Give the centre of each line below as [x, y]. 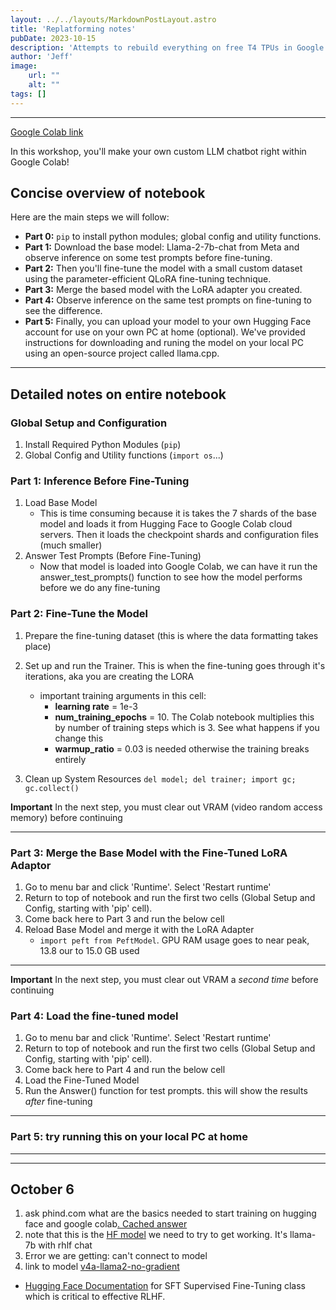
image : [24, 66]
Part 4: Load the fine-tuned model [94, 1016]
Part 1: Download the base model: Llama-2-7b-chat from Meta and [162, 247]
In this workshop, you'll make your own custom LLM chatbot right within [158, 151]
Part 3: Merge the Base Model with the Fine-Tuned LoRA [149, 853]
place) [38, 646]
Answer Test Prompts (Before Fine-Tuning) [113, 556]
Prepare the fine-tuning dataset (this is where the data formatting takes [171, 635]
